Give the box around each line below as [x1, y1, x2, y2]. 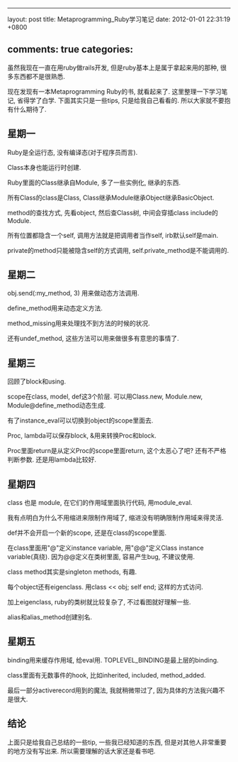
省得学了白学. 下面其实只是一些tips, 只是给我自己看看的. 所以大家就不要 [16, 96, 225, 104]
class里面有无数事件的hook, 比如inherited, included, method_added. [7, 670, 206, 679]
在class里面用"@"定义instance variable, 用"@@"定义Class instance [7, 544, 204, 553]
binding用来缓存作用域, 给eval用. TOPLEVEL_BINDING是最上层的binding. [7, 655, 219, 664]
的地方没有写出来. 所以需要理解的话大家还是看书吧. [7, 746, 156, 755]
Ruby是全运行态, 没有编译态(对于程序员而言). [7, 148, 138, 156]
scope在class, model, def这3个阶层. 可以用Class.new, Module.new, [7, 392, 203, 401]
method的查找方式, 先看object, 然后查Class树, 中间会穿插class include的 [7, 208, 218, 217]
